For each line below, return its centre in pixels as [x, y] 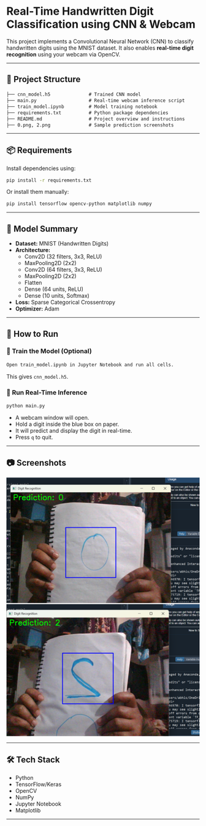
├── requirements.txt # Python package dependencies [87, 113]
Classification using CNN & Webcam [101, 24]
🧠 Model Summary [42, 229]
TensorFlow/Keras [38, 784]
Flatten [33, 283]
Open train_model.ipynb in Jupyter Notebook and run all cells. [90, 365]
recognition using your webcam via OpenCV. [63, 54]
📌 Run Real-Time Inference [47, 392]
